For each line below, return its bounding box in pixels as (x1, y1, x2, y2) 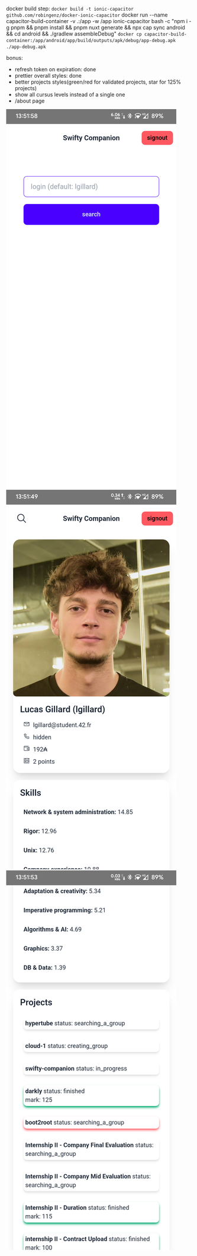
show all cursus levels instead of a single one (14, 91, 125, 98)
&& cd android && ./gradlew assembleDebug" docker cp (6, 30, 142, 37)
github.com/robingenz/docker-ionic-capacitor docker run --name (6, 11, 168, 18)
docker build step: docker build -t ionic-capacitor (6, 5, 134, 12)
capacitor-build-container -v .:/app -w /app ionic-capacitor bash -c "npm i (6, 18, 188, 24)
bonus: (6, 55, 23, 61)
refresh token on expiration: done (14, 66, 96, 73)
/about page (14, 97, 45, 104)
